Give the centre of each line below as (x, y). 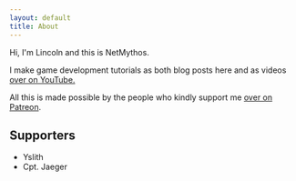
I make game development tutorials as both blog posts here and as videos (148, 70)
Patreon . (26, 106)
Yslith (33, 157)
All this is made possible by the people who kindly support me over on (141, 97)
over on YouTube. (42, 79)
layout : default (40, 18)
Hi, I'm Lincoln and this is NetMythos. (80, 52)
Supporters (42, 135)
